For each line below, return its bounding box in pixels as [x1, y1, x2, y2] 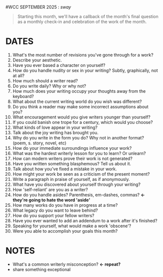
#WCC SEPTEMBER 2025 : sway [5, 4, 71, 10]
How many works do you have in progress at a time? [12, 202, 118, 208]
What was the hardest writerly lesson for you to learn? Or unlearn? [12, 150, 146, 156]
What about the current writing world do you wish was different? [12, 99, 142, 104]
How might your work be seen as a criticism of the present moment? [12, 171, 150, 177]
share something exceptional [12, 266, 71, 272]
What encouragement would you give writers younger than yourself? [12, 114, 150, 120]
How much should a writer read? [12, 78, 78, 83]
